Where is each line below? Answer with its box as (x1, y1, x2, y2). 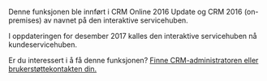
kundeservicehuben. (8, 40, 78, 49)
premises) (8, 15, 42, 25)
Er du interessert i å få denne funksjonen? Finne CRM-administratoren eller (8, 56, 259, 65)
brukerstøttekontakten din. (8, 64, 97, 74)
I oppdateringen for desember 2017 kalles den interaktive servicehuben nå (8, 32, 257, 40)
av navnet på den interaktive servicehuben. (43, 15, 188, 25)
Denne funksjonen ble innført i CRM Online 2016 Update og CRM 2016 (8, 7, 243, 16)
